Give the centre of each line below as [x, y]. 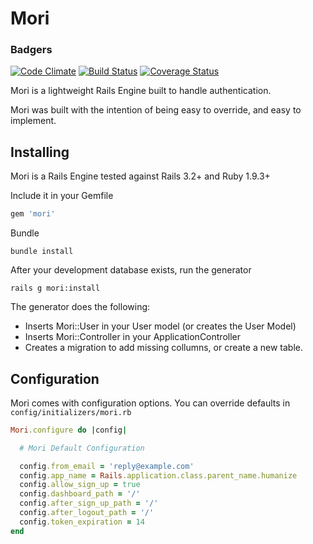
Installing [40, 152]
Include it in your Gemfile [62, 196]
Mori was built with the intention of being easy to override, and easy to [156, 110]
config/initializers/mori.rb [71, 412]
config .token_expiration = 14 [82, 522]
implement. [33, 121]
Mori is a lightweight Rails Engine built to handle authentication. [141, 91]
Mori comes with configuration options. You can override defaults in [150, 403]
